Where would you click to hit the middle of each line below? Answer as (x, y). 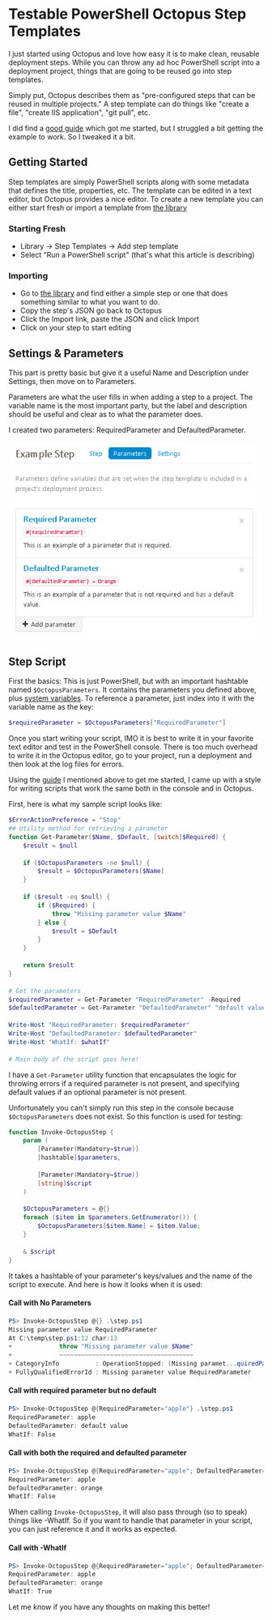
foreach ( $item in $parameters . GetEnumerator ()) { (110, 1217)
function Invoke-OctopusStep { (61, 1132)
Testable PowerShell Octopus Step (127, 14)
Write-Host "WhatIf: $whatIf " (59, 1042)
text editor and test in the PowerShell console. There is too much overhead (133, 747)
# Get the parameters (45, 991)
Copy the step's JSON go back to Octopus (91, 311)
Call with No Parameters (50, 1303)
